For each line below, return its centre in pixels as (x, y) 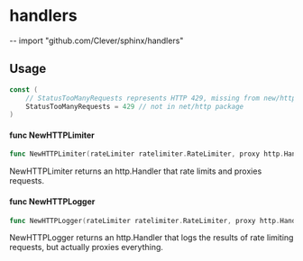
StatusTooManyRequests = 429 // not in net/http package (135, 106)
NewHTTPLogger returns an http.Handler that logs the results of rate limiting (151, 238)
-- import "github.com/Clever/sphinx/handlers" (96, 40)
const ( (24, 90)
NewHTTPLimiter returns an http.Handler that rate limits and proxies (136, 171)
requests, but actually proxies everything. (87, 247)
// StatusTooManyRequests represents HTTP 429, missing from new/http (161, 98)
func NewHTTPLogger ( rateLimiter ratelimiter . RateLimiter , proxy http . (145, 220)
